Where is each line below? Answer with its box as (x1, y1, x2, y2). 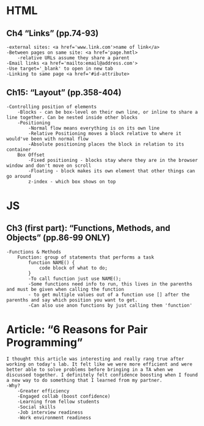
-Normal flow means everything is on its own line (28, 125, 160, 131)
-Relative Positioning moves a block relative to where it (28, 130, 182, 136)
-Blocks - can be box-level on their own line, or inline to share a (17, 109, 199, 115)
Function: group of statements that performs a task (17, 254, 155, 260)
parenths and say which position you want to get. (6, 297, 138, 303)
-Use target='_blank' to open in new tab (6, 65, 114, 72)
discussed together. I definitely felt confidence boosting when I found (6, 372, 199, 378)
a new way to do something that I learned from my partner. (6, 377, 163, 383)
